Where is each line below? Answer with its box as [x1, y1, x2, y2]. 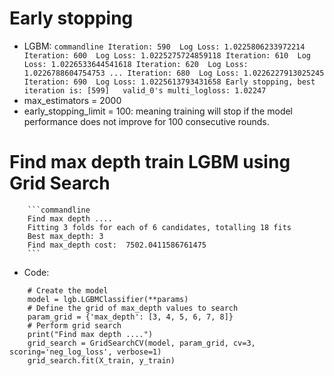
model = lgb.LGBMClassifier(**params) [27, 294, 189, 304]
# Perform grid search [27, 320, 122, 331]
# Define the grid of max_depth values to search [27, 303, 239, 313]
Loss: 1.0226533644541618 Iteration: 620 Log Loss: [23, 59, 249, 69]
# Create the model [27, 285, 109, 296]
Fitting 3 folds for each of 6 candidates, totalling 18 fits [27, 222, 292, 232]
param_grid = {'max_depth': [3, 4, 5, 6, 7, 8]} [27, 312, 234, 322]
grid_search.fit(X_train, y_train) [27, 355, 176, 366]
